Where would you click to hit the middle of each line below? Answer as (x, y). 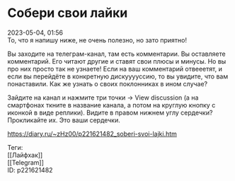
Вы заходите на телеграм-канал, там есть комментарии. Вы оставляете (116, 54)
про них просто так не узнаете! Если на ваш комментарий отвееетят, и (115, 69)
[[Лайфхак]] (25, 155)
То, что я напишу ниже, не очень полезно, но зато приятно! (97, 40)
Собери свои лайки (68, 13)
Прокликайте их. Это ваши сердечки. (64, 120)
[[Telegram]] (26, 162)
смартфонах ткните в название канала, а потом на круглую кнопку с (111, 105)
